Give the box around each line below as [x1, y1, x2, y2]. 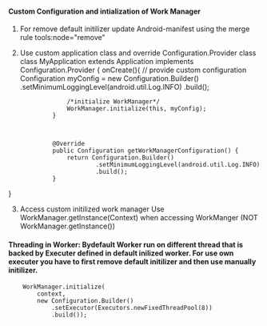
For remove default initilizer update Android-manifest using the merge [19, 24, 250, 34]
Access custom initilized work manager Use [19, 204, 165, 214]
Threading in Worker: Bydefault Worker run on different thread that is [8, 239, 244, 249]
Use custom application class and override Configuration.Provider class [19, 48, 257, 58]
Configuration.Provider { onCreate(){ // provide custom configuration [19, 65, 247, 75]
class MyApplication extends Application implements [19, 57, 194, 66]
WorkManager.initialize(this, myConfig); [66, 105, 207, 113]
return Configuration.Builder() [66, 154, 174, 162]
